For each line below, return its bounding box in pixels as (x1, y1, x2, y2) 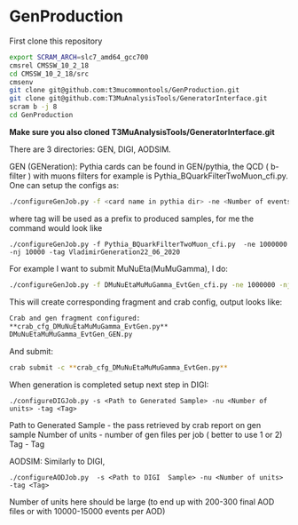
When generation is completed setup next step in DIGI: (9, 379, 209, 390)
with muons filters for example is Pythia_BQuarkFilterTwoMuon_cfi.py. (33, 171, 288, 181)
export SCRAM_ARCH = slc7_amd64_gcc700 (9, 52, 149, 61)
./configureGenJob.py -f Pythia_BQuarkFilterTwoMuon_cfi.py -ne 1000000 (9, 240, 288, 249)
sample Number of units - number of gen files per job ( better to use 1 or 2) (9, 429, 283, 441)
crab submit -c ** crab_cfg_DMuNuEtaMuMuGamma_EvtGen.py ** (9, 363, 228, 372)
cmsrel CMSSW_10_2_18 (9, 60, 90, 70)
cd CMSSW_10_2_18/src (9, 69, 90, 78)
